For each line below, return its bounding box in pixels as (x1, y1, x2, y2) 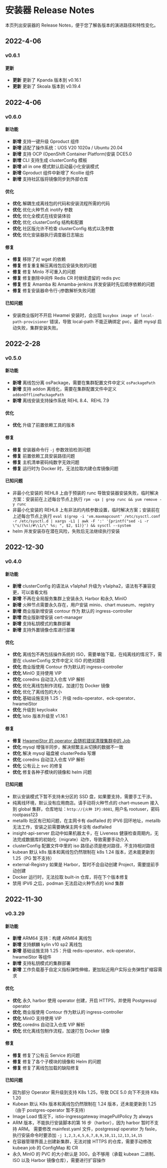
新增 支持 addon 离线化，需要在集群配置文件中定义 (12, 386, 117, 392)
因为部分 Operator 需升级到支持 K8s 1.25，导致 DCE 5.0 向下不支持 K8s (12, 1089, 159, 1095)
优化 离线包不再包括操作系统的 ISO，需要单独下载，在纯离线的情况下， (12, 651, 158, 657)
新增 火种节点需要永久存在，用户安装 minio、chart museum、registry (12, 602, 155, 608)
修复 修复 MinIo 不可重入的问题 (12, 269, 76, 275)
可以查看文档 (21, 590, 48, 596)
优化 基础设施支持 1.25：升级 (12, 695, 72, 701)
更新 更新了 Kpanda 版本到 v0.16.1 (12, 77, 81, 83)
